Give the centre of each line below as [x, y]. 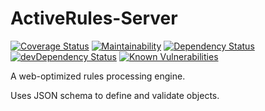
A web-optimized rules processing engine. [98, 76]
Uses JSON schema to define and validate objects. [115, 95]
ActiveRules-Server [94, 18]
